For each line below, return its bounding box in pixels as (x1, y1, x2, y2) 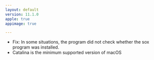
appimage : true (5, 21, 37, 26)
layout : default (5, 7, 39, 12)
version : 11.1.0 (5, 12, 39, 17)
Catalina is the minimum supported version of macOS (12, 50, 122, 56)
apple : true (5, 16, 30, 21)
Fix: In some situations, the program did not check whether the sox (12, 39, 150, 45)
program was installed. (12, 44, 60, 50)
